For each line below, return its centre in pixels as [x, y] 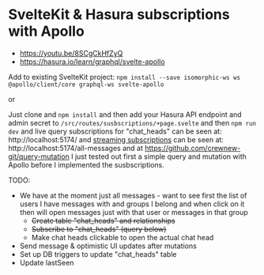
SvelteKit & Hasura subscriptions [119, 15]
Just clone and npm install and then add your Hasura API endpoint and [125, 114]
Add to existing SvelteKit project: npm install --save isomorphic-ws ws [124, 77]
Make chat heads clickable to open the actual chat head [123, 237]
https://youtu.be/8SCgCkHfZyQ [71, 53]
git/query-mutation [39, 156]
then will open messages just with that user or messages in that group [134, 212]
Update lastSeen [47, 262]
